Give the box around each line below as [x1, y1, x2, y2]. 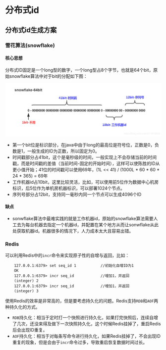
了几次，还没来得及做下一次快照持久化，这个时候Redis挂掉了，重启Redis [12, 321, 161, 327]
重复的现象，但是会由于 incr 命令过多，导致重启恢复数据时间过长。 [12, 340, 148, 345]
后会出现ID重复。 [12, 327, 48, 333]
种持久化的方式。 [5, 304, 40, 310]
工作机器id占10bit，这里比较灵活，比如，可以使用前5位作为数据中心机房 [12, 179, 159, 185]
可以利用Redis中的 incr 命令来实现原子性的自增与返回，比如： [5, 252, 130, 258]
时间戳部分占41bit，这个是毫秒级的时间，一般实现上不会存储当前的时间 [12, 154, 157, 160]
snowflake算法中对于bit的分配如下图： [9, 73, 88, 79]
